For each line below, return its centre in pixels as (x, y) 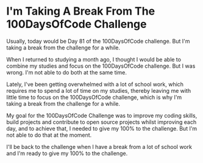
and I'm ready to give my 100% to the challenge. (67, 153)
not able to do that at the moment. (49, 135)
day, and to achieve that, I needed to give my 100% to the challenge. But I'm (102, 128)
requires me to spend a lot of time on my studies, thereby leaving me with (98, 90)
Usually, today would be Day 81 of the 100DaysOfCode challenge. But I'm (98, 41)
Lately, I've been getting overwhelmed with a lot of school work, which (95, 84)
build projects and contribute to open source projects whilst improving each (101, 122)
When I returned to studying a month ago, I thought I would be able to (94, 59)
